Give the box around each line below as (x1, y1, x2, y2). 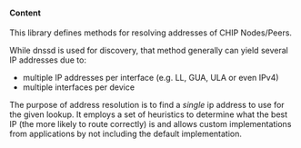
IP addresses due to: (9, 54, 86, 65)
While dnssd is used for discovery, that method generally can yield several (9, 45, 288, 56)
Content (9, 7, 41, 18)
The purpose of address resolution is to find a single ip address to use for (9, 100, 285, 111)
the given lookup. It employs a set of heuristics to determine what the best (9, 109, 288, 120)
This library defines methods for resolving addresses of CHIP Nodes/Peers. (9, 27, 293, 38)
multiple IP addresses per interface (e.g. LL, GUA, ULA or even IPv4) (22, 73, 279, 84)
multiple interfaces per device (22, 82, 135, 93)
